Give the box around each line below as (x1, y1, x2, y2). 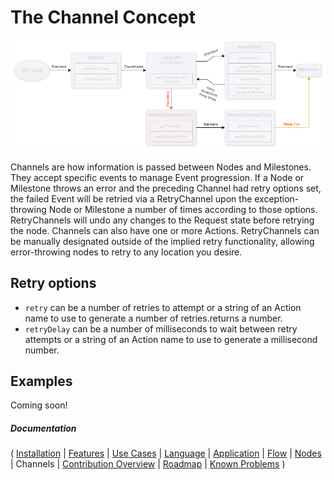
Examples (10, 373, 73, 390)
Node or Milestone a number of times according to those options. (48, 203, 318, 215)
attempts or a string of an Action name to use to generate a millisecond (24, 333, 318, 345)
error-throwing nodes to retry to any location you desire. (10, 246, 243, 258)
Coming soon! (10, 399, 68, 411)
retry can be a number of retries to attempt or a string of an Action (24, 301, 302, 313)
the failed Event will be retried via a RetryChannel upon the (10, 192, 253, 205)
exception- (254, 192, 300, 205)
